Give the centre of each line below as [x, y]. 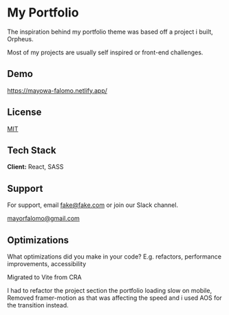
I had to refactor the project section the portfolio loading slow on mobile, [109, 291]
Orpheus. [20, 39]
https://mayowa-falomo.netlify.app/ [57, 90]
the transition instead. [38, 305]
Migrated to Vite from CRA [44, 277]
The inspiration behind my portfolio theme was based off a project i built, [110, 32]
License [24, 112]
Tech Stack [32, 150]
